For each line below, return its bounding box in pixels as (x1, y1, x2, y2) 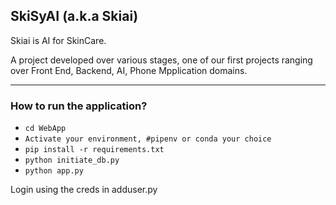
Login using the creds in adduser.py (10, 184, 158, 196)
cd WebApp (24, 124, 67, 134)
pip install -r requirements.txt (24, 145, 165, 155)
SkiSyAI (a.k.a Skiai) (10, 8, 139, 25)
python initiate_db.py (24, 155, 120, 166)
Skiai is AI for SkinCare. (10, 34, 107, 46)
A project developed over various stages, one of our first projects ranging (10, 54, 313, 66)
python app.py (24, 166, 84, 176)
